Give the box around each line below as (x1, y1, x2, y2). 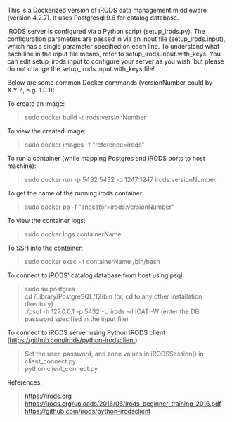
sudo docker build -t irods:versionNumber (24, 113, 146, 121)
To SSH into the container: (7, 243, 84, 252)
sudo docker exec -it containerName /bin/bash (24, 258, 160, 265)
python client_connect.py (24, 365, 98, 373)
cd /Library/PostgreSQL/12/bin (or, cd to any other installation (24, 292, 202, 301)
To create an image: (7, 100, 65, 108)
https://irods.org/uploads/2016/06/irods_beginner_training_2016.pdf (24, 399, 221, 408)
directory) (24, 300, 54, 308)
